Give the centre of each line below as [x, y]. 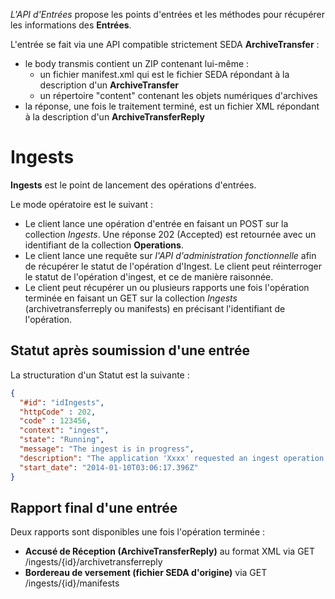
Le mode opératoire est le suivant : [82, 204]
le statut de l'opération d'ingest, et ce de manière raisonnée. [149, 276]
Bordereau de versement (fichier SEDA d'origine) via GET [146, 573]
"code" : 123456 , [55, 421]
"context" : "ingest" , [64, 430]
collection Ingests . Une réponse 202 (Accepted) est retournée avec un [170, 234]
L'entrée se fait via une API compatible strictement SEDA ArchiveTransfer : [165, 44]
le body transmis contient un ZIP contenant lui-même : [137, 63]
